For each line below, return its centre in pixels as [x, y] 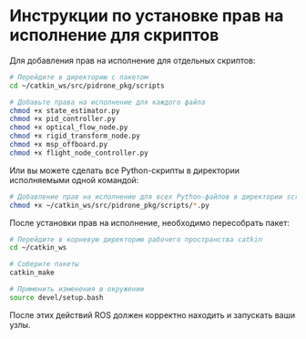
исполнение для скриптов [114, 35]
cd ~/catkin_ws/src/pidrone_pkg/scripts [87, 86]
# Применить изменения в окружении [77, 289]
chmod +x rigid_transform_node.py [75, 136]
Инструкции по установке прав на [147, 16]
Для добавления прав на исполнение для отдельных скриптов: [133, 60]
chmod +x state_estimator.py [65, 110]
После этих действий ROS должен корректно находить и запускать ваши [153, 314]
